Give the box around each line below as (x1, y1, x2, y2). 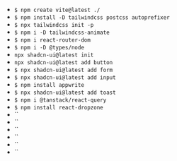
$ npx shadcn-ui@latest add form (13, 66, 113, 73)
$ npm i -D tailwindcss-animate (13, 29, 110, 36)
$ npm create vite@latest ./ (13, 6, 101, 13)
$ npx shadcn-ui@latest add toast (13, 89, 116, 96)
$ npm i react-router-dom (13, 37, 91, 44)
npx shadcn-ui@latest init (13, 52, 94, 59)
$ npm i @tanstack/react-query (13, 97, 107, 104)
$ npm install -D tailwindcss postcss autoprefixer (13, 14, 170, 21)
